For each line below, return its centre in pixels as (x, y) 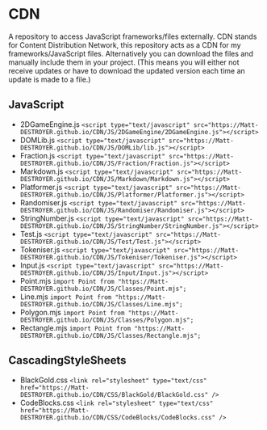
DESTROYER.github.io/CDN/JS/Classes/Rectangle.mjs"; (111, 335)
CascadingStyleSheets (67, 360)
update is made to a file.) (50, 79)
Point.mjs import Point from (67, 280)
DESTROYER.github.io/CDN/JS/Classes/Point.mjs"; (103, 289)
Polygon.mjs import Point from (72, 312)
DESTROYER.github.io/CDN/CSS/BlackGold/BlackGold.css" (114, 394)
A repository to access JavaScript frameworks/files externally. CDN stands (133, 36)
